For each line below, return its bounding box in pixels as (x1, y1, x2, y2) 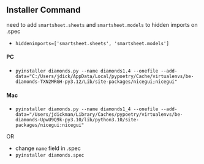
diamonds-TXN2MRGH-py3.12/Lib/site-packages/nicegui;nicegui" (15, 79, 178, 85)
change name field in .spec (15, 144, 81, 152)
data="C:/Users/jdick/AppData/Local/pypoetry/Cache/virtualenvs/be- (15, 73, 194, 80)
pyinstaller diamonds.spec (15, 152, 85, 159)
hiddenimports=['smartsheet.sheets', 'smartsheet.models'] (15, 40, 170, 46)
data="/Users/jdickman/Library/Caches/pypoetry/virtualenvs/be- (15, 112, 183, 118)
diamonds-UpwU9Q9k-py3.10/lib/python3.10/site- (15, 117, 139, 123)
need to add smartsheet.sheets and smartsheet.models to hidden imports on (6, 21, 198, 28)
